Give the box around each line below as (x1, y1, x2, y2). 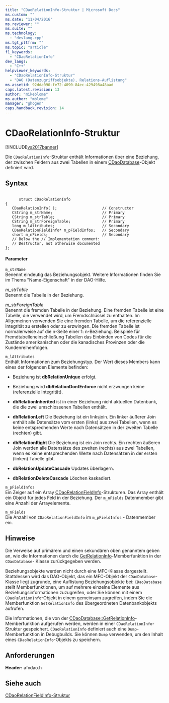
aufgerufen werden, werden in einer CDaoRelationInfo (41, 620, 152, 626)
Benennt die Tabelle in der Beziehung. (5, 292, 84, 298)
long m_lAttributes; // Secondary (12, 223, 129, 228)
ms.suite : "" (5, 26, 33, 31)
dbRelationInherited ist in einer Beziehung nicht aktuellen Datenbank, (12, 398, 157, 404)
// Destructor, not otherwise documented (12, 241, 100, 246)
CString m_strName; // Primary (12, 210, 125, 215)
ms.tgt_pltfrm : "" (5, 40, 44, 45)
